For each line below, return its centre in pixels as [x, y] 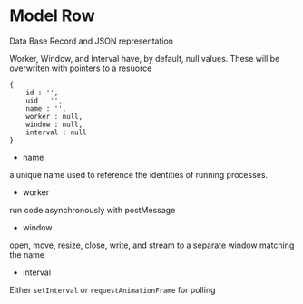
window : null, [54, 124]
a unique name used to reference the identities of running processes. [139, 174]
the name [27, 254]
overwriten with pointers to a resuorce [81, 68]
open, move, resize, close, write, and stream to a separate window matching [152, 245]
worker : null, [54, 116]
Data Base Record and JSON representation [92, 41]
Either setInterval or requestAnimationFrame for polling [112, 289]
